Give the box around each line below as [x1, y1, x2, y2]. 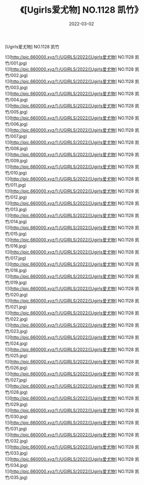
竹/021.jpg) [5, 304, 27, 310]
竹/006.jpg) [5, 121, 28, 127]
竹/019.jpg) [5, 279, 27, 285]
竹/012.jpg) [5, 194, 27, 200]
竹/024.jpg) [5, 340, 28, 346]
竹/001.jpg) [5, 60, 28, 66]
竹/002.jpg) [5, 72, 28, 78]
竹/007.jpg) [5, 133, 28, 139]
